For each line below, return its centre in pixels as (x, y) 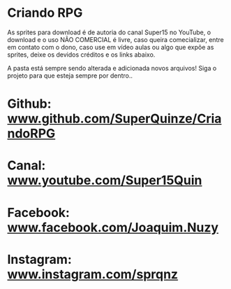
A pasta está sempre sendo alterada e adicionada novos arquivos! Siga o (112, 68)
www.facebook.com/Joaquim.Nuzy (113, 227)
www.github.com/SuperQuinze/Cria (114, 119)
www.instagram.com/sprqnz (93, 274)
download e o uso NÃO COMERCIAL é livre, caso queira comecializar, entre (116, 39)
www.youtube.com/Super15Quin (105, 181)
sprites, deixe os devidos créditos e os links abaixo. (81, 55)
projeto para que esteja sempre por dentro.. (70, 76)
